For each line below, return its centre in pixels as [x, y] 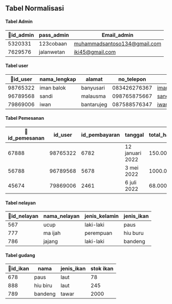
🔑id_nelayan [23, 216]
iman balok [53, 88]
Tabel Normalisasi [35, 8]
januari [133, 153]
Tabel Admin [19, 21]
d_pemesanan [26, 138]
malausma [93, 96]
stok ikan [102, 269]
